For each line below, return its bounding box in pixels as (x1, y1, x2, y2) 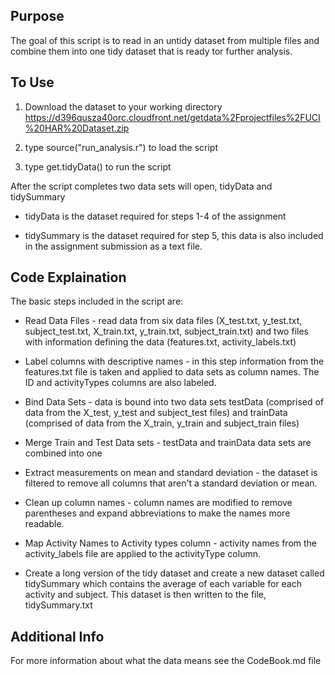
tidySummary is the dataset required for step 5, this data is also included (24, 229, 324, 241)
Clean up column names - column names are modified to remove (24, 497, 293, 509)
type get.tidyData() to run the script (24, 160, 172, 173)
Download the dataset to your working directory (24, 100, 223, 113)
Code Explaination (10, 269, 127, 286)
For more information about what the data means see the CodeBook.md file (10, 655, 322, 667)
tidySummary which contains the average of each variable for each (24, 578, 302, 590)
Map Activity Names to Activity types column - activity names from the (24, 537, 318, 549)
